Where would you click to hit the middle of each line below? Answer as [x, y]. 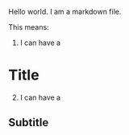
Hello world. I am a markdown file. [65, 12]
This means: [29, 27]
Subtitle [29, 123]
